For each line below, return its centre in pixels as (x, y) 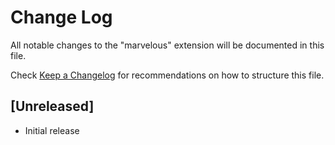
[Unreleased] (52, 106)
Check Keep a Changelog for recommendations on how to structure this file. (167, 75)
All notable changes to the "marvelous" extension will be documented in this (167, 45)
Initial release (52, 130)
